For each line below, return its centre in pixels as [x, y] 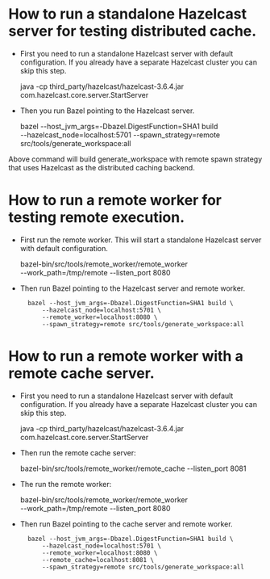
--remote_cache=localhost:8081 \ [98, 560]
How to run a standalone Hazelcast [128, 14]
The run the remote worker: [66, 484]
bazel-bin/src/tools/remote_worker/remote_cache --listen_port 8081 [133, 468]
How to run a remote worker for [115, 201]
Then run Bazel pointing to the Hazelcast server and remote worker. [133, 288]
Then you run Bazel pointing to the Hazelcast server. [107, 111]
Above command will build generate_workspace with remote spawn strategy [135, 159]
